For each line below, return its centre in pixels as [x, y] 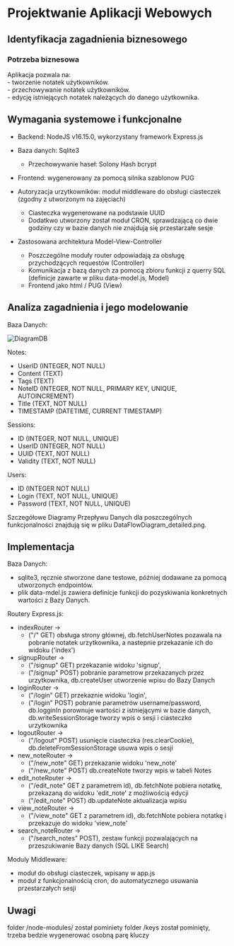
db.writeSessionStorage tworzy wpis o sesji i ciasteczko [110, 718]
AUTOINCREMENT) [46, 396]
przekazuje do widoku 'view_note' [78, 824]
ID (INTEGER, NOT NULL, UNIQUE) [68, 438]
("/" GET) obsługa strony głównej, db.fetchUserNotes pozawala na [125, 635]
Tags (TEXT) [36, 381]
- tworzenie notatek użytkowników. [58, 82]
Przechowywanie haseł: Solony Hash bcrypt [92, 164]
